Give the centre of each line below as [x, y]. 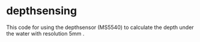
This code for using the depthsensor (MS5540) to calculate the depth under [100, 27]
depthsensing [41, 11]
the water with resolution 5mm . [45, 33]
